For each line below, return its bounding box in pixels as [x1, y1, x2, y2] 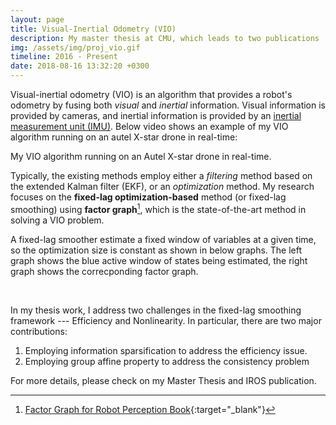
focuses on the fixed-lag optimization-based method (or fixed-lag [10, 191, 287, 203]
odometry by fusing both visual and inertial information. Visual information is [10, 99, 327, 111]
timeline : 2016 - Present [10, 52, 118, 62]
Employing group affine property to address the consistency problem [24, 355, 310, 367]
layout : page [10, 14, 65, 25]
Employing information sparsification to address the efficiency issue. [24, 344, 308, 356]
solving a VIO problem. [10, 214, 105, 226]
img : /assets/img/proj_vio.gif [10, 42, 141, 53]
